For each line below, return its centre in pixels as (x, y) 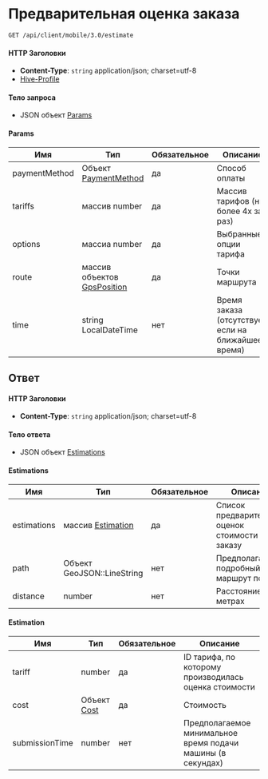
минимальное (210, 733)
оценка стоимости (219, 686)
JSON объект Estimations (62, 452)
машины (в (205, 753)
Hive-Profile (39, 79)
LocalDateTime (110, 330)
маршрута (236, 282)
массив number (112, 206)
